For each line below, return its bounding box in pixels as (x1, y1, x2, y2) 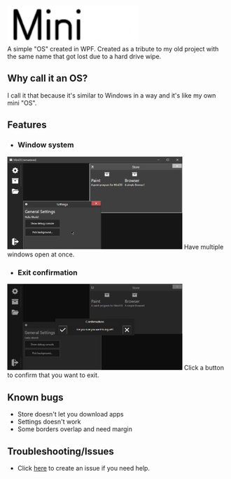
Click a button (183, 364, 224, 372)
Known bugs (7, 391, 64, 403)
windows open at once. (7, 250, 75, 258)
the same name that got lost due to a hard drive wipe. (7, 52, 162, 60)
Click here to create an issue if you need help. (17, 464, 150, 473)
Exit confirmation (17, 268, 78, 277)
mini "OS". (7, 98, 37, 107)
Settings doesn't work (17, 417, 81, 426)
